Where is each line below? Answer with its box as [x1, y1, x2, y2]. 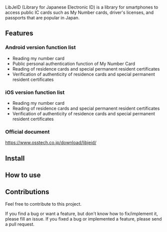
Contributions [5, 188, 49, 196]
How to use [5, 171, 41, 179]
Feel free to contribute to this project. [5, 201, 82, 207]
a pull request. [5, 221, 35, 227]
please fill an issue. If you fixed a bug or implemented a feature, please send [5, 216, 162, 222]
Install [5, 154, 25, 162]
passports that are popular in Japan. [5, 15, 80, 20]
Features [5, 29, 33, 38]
